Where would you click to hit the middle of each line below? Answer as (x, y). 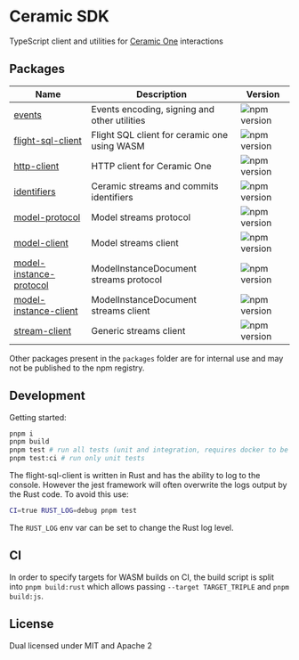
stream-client (43, 330)
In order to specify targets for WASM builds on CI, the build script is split (141, 577)
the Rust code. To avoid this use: (69, 494)
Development (48, 396)
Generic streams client (138, 330)
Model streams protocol (141, 217)
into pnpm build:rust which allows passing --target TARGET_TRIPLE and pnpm (149, 586)
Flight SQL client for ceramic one (160, 134)
